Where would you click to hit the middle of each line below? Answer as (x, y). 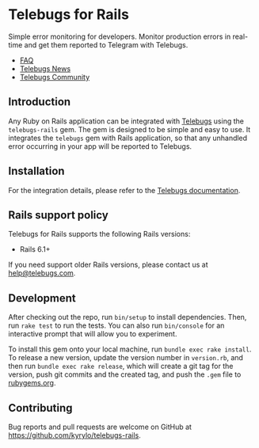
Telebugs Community (55, 77)
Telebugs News (45, 68)
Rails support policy (58, 215)
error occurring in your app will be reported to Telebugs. (100, 146)
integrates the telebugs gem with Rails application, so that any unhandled (128, 138)
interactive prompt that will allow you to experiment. (93, 334)
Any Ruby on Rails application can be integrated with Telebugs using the (126, 121)
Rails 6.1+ (35, 249)
